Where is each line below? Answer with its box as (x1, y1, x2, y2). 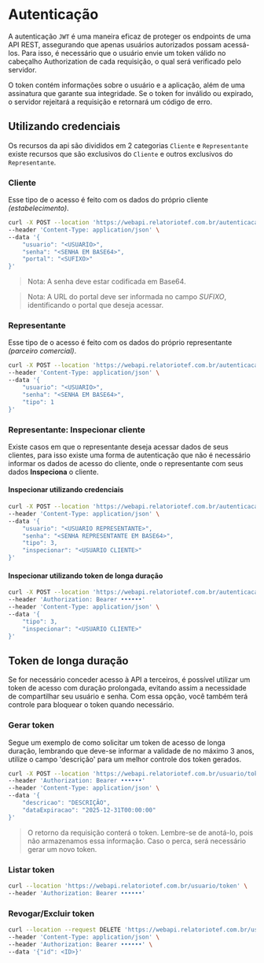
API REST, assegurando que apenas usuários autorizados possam (8, 39, 222, 49)
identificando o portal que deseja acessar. (27, 301, 164, 310)
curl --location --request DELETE (8, 926, 122, 934)
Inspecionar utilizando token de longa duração (8, 571, 163, 580)
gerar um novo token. (27, 844, 97, 854)
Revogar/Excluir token (8, 908, 95, 919)
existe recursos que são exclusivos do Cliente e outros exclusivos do (8, 149, 233, 158)
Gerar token (8, 720, 55, 731)
